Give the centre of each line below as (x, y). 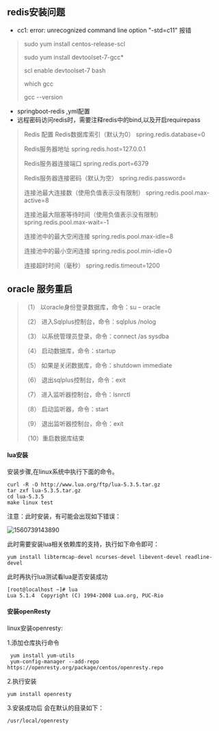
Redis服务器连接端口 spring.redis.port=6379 (86, 163)
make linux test (30, 503)
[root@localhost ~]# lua (42, 589)
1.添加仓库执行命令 (33, 643)
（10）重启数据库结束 (54, 438)
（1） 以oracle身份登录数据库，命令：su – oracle (92, 307)
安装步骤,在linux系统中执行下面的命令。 (63, 471)
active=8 (36, 200)
